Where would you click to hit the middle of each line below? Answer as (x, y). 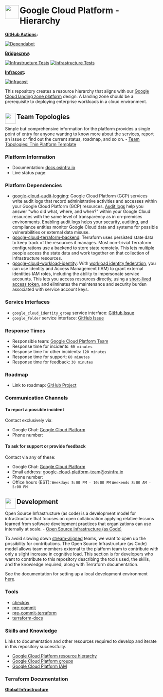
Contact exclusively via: (29, 421)
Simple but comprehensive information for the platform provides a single (78, 128)
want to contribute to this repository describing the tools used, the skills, (78, 559)
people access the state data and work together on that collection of (81, 253)
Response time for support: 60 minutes (51, 357)
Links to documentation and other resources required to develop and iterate (81, 641)
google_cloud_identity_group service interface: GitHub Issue (73, 313)
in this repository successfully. (36, 646)
